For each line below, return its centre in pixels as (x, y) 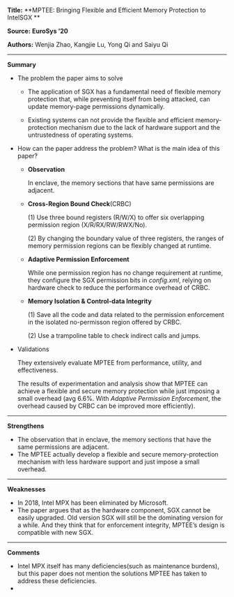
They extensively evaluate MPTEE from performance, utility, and (109, 363)
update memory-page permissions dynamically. (96, 106)
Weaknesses (26, 489)
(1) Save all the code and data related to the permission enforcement (126, 315)
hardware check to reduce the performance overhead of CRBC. (119, 288)
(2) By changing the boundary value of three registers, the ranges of (126, 238)
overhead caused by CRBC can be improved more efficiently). (106, 406)
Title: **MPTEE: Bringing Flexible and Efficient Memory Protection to (107, 10)
